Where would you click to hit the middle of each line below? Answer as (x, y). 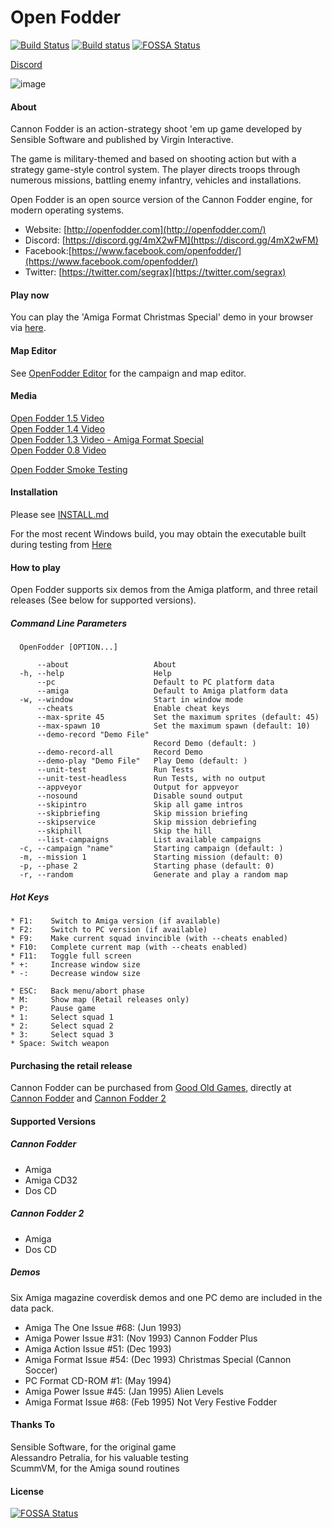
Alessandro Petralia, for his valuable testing (99, 1457)
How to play (35, 567)
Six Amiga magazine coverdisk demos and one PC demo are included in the (166, 1297)
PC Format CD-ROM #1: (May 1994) (98, 1380)
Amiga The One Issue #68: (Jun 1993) (103, 1327)
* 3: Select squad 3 (62, 1035)
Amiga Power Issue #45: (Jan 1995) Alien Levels (124, 1391)
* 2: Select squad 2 (62, 1026)
